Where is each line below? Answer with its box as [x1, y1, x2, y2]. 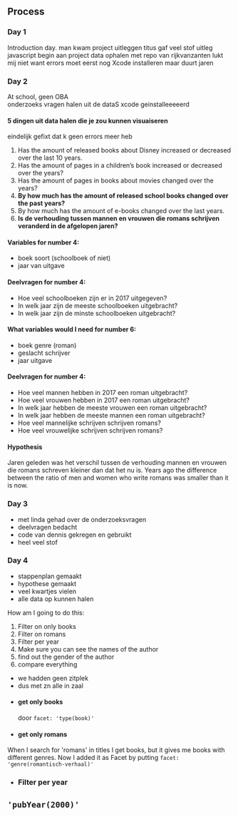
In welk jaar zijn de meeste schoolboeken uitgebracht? [17, 301, 178, 309]
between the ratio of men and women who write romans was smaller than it [7, 473, 229, 482]
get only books [17, 698, 63, 706]
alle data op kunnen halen [17, 595, 94, 603]
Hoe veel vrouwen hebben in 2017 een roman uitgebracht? [17, 396, 190, 404]
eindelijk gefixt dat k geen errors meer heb [7, 132, 133, 141]
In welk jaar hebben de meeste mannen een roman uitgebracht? [17, 411, 205, 419]
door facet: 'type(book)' [17, 714, 95, 722]
